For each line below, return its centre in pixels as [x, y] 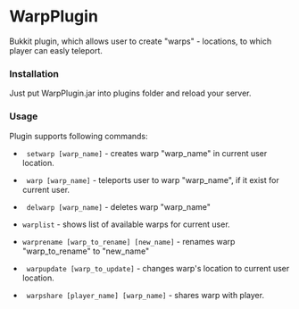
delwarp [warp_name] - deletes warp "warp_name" [119, 206]
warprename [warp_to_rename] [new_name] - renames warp [129, 241]
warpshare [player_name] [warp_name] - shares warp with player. [145, 295]
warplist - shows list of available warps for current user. [126, 224]
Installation [34, 73]
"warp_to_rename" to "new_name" [86, 251]
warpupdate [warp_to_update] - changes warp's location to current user [158, 268]
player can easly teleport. [56, 50]
